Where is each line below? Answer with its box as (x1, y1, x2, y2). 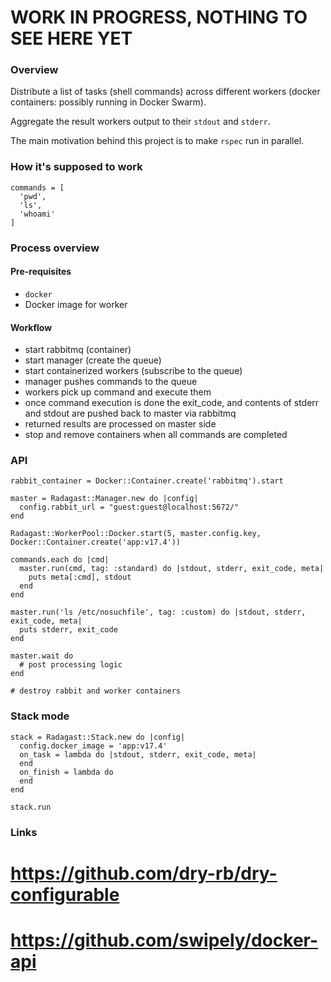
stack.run (10, 802, 52, 812)
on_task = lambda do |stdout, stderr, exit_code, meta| (19, 749, 257, 760)
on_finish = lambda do (19, 767, 114, 777)
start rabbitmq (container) (24, 344, 132, 356)
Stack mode (10, 709, 70, 723)
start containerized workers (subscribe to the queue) (24, 365, 243, 377)
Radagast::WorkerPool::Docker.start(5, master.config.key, (10, 529, 262, 539)
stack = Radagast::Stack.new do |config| (10, 732, 186, 742)
